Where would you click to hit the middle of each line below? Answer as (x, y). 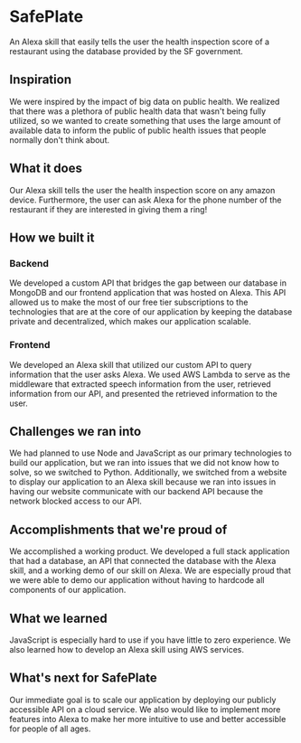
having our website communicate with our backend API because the (136, 492)
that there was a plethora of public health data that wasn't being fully (138, 111)
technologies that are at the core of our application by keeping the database (151, 312)
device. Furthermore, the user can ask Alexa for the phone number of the (146, 200)
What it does (46, 169)
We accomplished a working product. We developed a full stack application (150, 551)
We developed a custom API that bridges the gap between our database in (148, 283)
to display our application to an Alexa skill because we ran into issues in (143, 482)
